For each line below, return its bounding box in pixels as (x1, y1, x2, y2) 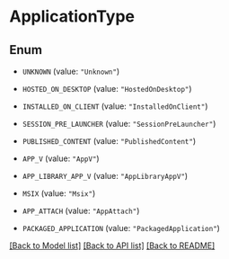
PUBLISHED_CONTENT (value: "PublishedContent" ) (22, 136, 196, 146)
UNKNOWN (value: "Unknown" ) (22, 66, 119, 76)
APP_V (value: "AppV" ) (22, 153, 101, 164)
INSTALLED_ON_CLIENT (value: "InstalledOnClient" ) (22, 101, 208, 112)
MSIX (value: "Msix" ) (22, 188, 96, 199)
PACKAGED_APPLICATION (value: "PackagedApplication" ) (22, 223, 220, 233)
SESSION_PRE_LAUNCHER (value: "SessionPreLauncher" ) (22, 119, 216, 129)
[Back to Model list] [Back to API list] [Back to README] (9, 240, 216, 251)
